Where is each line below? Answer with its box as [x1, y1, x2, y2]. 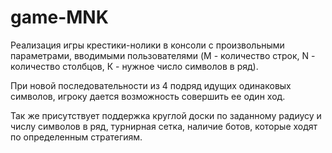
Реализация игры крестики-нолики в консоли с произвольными [10, 39, 285, 51]
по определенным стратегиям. [10, 131, 143, 143]
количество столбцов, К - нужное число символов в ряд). [10, 60, 259, 72]
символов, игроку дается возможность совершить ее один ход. [10, 90, 286, 102]
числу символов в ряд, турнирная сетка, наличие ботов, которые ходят [10, 120, 318, 132]
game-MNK [10, 6, 109, 29]
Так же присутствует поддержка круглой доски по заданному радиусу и [10, 109, 322, 121]
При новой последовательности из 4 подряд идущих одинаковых [10, 79, 292, 91]
